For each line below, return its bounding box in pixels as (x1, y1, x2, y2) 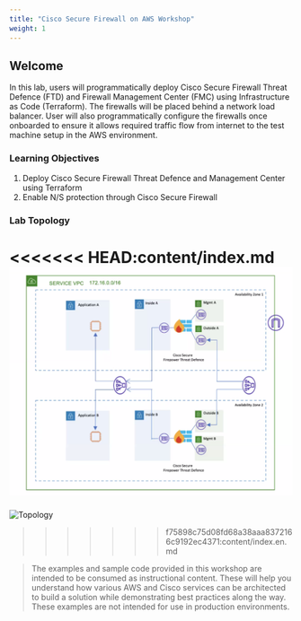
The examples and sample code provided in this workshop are (31, 563, 262, 573)
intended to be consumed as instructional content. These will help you (31, 573, 292, 583)
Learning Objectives (9, 153, 101, 165)
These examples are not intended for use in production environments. (31, 601, 290, 612)
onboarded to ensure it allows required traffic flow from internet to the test (9, 120, 285, 131)
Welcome (9, 58, 64, 74)
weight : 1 (9, 23, 47, 33)
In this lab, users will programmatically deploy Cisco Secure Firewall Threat (9, 82, 288, 93)
